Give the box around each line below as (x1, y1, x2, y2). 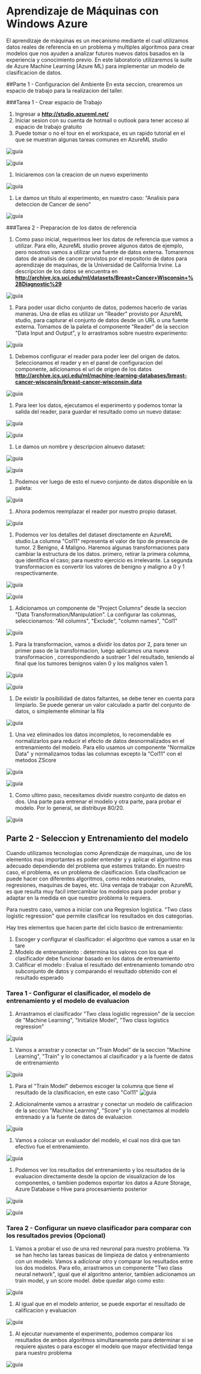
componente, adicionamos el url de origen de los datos (14, 365, 152, 373)
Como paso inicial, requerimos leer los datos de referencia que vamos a (14, 235, 194, 243)
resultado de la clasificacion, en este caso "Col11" (14, 1089, 138, 1096)
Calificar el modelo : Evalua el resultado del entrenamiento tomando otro (14, 961, 194, 968)
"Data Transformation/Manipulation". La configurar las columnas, (14, 611, 176, 618)
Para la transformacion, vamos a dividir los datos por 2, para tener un (14, 640, 187, 648)
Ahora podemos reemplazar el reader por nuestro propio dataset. (14, 508, 178, 515)
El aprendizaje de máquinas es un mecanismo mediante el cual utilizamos (6, 37, 188, 44)
